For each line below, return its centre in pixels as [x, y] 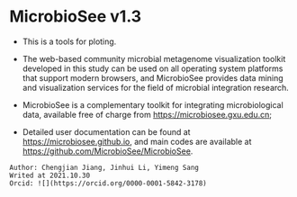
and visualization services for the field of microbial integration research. [156, 87]
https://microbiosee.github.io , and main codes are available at [137, 141]
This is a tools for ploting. [69, 41]
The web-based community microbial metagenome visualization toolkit [154, 58]
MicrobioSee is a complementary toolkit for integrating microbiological [153, 104]
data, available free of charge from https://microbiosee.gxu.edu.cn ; [147, 114]
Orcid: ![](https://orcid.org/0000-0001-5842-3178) [108, 183]
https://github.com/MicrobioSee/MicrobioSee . [108, 151]
